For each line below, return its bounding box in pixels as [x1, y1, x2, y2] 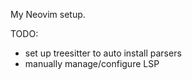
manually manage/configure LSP [24, 58, 160, 69]
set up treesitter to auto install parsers [24, 47, 182, 59]
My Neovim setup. [10, 9, 86, 20]
